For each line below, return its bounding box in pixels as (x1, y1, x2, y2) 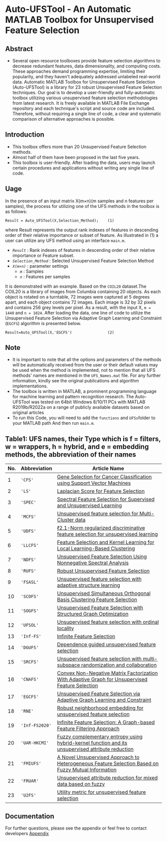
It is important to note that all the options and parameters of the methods (12, 356, 162, 362)
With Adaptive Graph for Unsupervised (57, 676, 148, 683)
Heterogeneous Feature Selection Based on (57, 760, 159, 767)
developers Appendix (5, 831, 49, 837)
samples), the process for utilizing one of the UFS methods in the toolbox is (5, 203, 160, 209)
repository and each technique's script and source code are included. (12, 106, 156, 111)
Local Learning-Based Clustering (57, 545, 135, 552)
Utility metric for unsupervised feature (57, 789, 146, 796)
